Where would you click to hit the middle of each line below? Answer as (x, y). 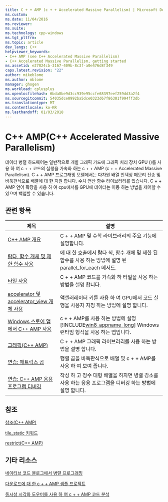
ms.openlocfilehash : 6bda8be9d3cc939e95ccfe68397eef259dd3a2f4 (72, 94)
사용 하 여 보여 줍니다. (84, 366)
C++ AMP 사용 (35, 329)
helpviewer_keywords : (28, 52)
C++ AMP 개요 (24, 239)
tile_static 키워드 (22, 433)
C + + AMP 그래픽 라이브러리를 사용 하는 (105, 341)
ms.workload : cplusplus (30, 89)
